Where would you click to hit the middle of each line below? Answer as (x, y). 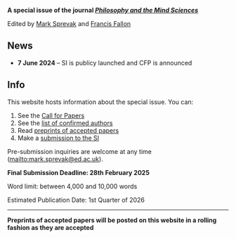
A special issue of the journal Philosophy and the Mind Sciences (103, 10)
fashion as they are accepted (51, 227)
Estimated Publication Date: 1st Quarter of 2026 (76, 200)
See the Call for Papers (51, 115)
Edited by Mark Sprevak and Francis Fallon (69, 24)
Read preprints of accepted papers (68, 130)
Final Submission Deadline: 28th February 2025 (78, 172)
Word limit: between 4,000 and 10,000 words (72, 186)
